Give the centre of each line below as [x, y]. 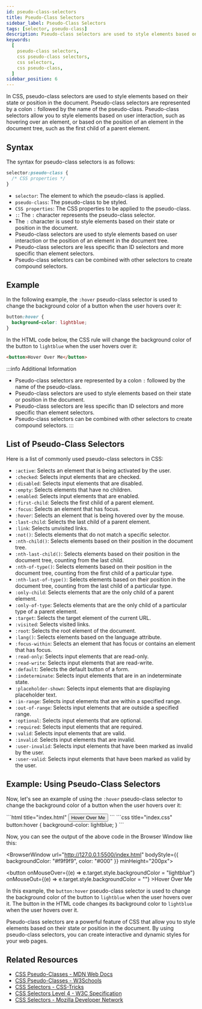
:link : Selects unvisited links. [51, 528]
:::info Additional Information [41, 368]
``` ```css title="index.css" [141, 817]
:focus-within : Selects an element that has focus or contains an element [105, 644]
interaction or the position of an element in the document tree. [92, 240]
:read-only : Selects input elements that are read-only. [82, 656]
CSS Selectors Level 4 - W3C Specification [68, 993]
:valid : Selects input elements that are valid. [70, 733]
